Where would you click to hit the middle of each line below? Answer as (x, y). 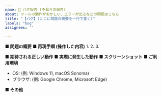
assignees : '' (20, 28)
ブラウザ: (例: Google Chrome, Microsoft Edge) (59, 79)
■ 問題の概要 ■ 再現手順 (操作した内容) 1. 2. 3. (52, 46)
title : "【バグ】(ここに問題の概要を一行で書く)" (50, 19)
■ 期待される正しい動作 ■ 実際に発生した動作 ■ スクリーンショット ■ (77, 57)
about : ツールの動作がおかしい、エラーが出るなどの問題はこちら (62, 14)
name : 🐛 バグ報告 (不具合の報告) (36, 10)
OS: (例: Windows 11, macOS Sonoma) (51, 73)
